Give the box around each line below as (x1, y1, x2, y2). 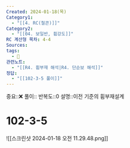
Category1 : (6, 14, 33, 20)
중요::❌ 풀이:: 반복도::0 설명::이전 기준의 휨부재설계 (6, 93, 125, 100)
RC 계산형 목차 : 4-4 (6, 37, 51, 43)
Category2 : (6, 25, 33, 32)
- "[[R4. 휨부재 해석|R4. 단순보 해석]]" (11, 64, 103, 71)
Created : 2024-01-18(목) (6, 8, 67, 15)
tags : (6, 48, 20, 54)
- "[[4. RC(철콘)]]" (11, 20, 60, 26)
